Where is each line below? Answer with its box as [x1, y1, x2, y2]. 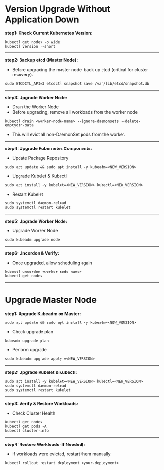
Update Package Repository [12, 155, 69, 161]
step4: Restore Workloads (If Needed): [5, 441, 85, 447]
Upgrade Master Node [5, 295, 97, 306]
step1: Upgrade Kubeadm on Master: [5, 310, 81, 317]
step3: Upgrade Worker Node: [5, 94, 67, 100]
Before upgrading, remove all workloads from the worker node [12, 109, 138, 115]
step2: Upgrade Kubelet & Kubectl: [5, 369, 77, 375]
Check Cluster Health [12, 410, 56, 416]
